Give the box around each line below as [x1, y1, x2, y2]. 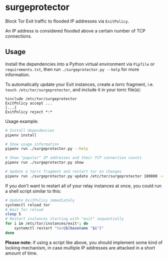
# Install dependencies [5, 128, 55, 133]
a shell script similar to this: [5, 188, 61, 194]
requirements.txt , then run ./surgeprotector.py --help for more [5, 66, 139, 72]
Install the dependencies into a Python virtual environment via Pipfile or [5, 61, 155, 67]
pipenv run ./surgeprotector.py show [5, 160, 84, 165]
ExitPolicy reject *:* [5, 109, 52, 114]
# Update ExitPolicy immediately [5, 197, 75, 203]
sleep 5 [5, 212, 21, 217]
